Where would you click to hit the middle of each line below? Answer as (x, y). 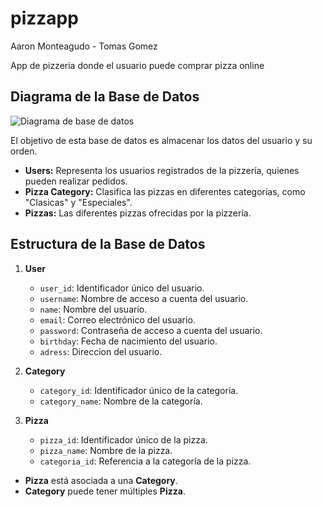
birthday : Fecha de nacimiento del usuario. (128, 341)
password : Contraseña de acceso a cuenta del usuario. (151, 330)
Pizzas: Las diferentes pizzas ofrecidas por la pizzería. (138, 213)
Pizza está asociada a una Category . (101, 480)
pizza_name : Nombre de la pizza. (106, 450)
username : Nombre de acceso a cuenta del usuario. (144, 298)
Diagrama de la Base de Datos (105, 97)
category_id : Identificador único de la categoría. (139, 390)
